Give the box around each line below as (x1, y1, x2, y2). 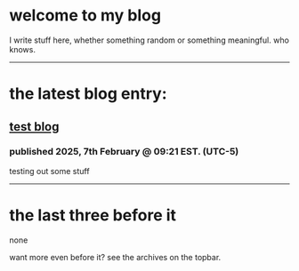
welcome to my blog (9, 5, 162, 26)
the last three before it (9, 205, 176, 225)
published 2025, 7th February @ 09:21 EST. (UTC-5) (9, 146, 239, 158)
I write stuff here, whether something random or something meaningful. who (9, 35, 289, 45)
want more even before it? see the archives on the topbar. (9, 251, 222, 262)
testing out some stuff (9, 165, 91, 176)
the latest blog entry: (9, 84, 167, 104)
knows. (9, 44, 36, 54)
